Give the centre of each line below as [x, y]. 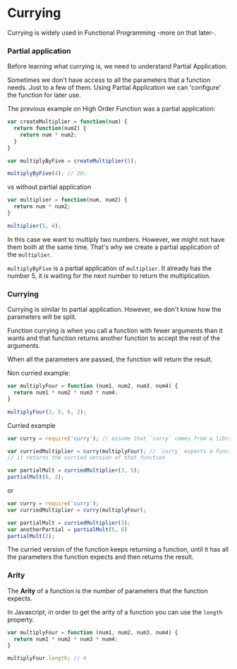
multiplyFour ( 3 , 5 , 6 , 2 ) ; [47, 412]
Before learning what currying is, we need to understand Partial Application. [117, 66]
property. [21, 619]
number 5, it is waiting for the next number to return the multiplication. [109, 275]
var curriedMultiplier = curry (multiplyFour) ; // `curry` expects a [110, 451]
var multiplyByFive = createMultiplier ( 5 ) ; [72, 161]
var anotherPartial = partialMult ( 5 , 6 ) [68, 529]
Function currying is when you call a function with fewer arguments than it [115, 331]
